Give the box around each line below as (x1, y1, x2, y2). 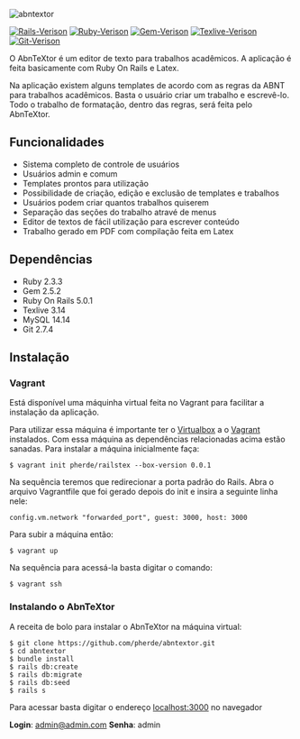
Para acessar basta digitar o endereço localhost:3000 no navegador (9, 701, 263, 712)
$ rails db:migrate (9, 670, 83, 680)
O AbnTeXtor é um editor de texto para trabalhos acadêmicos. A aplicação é (9, 53, 292, 63)
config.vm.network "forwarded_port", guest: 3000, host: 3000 (9, 514, 248, 523)
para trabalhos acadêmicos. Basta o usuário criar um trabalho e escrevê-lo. (9, 90, 290, 100)
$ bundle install (9, 654, 75, 663)
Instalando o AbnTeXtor (9, 600, 115, 613)
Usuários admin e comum (22, 168, 118, 179)
